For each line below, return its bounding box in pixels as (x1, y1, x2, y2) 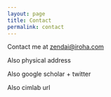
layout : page (7, 10, 46, 18)
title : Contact (7, 17, 52, 24)
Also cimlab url (7, 84, 51, 92)
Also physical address (7, 56, 72, 65)
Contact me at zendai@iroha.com (7, 43, 104, 51)
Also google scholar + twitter (7, 70, 91, 78)
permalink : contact (7, 23, 65, 30)
